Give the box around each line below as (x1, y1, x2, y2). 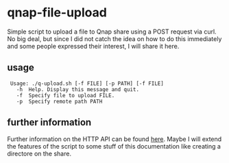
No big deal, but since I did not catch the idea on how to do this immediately (7, 34, 222, 42)
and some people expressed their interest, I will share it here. (7, 42, 180, 50)
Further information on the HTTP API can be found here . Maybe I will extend (7, 135, 222, 143)
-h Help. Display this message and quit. (16, 86, 139, 93)
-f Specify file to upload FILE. (16, 92, 115, 99)
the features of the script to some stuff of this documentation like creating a (7, 142, 221, 150)
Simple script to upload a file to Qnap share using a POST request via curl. (7, 27, 217, 36)
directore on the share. (7, 149, 72, 158)
